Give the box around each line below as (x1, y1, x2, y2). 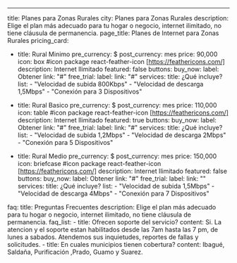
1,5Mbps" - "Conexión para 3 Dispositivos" (17, 87, 142, 96)
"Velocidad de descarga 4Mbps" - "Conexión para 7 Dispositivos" (17, 189, 209, 198)
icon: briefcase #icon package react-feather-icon (17, 160, 162, 167)
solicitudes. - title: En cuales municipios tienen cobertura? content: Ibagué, (7, 240, 225, 248)
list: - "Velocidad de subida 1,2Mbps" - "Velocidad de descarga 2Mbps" (17, 131, 226, 139)
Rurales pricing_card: (7, 37, 69, 44)
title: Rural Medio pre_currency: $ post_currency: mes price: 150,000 (17, 152, 217, 160)
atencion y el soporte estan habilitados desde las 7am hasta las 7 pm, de (7, 226, 219, 233)
